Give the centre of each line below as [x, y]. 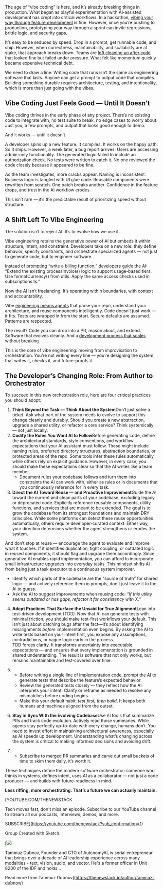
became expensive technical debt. [39, 63]
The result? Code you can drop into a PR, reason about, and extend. [73, 330]
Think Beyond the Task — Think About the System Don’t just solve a [81, 410]
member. [21, 472]
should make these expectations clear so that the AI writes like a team [82, 466]
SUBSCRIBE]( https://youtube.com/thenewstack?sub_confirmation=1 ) [74, 824]
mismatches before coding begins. [54, 696]
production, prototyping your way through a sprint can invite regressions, [78, 28]
